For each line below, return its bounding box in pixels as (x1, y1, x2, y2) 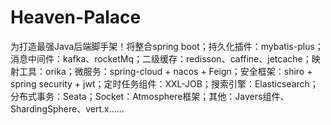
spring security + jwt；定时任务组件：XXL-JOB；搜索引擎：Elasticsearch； (10, 77, 319, 90)
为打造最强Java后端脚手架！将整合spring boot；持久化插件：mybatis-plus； (10, 40, 324, 52)
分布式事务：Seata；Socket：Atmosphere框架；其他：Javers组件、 (10, 90, 290, 102)
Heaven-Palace (10, 6, 142, 29)
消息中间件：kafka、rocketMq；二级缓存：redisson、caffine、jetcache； (10, 52, 312, 65)
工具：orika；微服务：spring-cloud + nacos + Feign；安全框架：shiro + (18, 65, 313, 77)
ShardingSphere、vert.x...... (10, 102, 125, 115)
